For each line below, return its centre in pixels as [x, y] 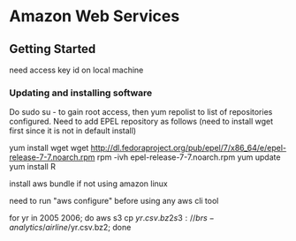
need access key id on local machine [76, 70]
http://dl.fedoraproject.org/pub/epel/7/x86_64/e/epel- [189, 148]
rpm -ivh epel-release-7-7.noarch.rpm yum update [189, 157]
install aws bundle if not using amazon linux [88, 184]
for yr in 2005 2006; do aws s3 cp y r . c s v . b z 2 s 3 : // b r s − [112, 218]
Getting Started [53, 49]
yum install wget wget [49, 148]
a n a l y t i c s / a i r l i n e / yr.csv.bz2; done [70, 228]
